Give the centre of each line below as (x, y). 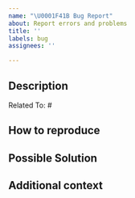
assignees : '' (32, 46)
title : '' (25, 31)
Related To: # (30, 105)
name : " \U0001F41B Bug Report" (61, 16)
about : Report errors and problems (68, 23)
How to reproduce (54, 131)
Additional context (55, 185)
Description (38, 86)
